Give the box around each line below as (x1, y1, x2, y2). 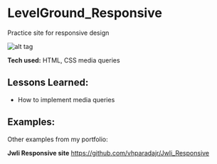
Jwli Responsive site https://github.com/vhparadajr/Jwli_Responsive (7, 148, 210, 157)
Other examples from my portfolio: (7, 135, 108, 143)
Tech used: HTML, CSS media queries (7, 55, 120, 65)
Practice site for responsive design (7, 28, 110, 37)
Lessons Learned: (7, 77, 89, 89)
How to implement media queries (17, 95, 115, 104)
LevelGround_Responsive (7, 5, 162, 21)
